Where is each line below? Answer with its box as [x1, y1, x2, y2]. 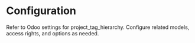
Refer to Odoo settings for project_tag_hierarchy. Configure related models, [6, 24, 190, 31]
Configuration [6, 4, 77, 18]
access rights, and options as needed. [6, 29, 99, 37]
